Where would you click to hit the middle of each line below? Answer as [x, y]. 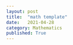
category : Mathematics [34, 28]
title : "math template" [37, 17]
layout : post [22, 11]
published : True [26, 33]
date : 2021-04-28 [30, 22]
